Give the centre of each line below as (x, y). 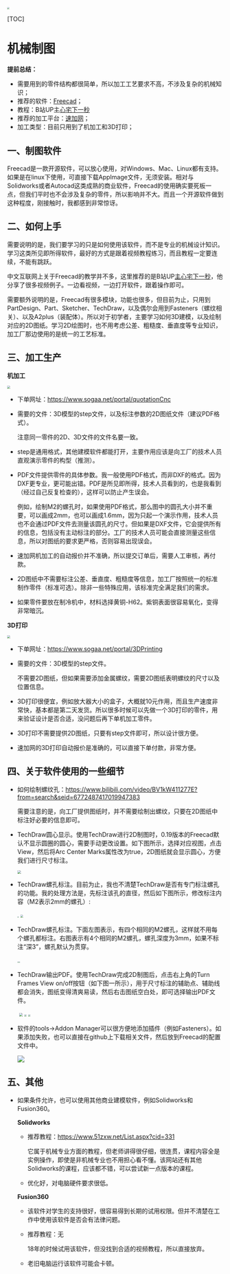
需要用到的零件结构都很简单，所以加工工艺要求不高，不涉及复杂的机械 (116, 84)
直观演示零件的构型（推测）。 (58, 460)
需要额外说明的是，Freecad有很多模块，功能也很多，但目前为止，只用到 (109, 299)
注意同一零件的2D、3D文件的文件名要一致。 (79, 437)
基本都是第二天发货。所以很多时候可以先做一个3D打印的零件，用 (127, 710)
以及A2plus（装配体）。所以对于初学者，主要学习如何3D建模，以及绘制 (122, 316)
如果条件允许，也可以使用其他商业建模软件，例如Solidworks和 (105, 1100)
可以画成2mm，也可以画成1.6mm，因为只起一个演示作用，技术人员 (124, 515)
